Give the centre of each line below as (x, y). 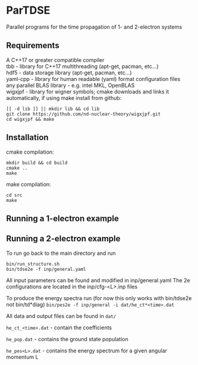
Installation (27, 138)
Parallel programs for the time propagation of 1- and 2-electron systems (94, 27)
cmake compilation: (30, 152)
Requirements (33, 46)
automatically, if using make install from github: (64, 98)
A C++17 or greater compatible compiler (55, 60)
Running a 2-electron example (63, 239)
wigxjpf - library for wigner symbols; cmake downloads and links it (88, 91)
